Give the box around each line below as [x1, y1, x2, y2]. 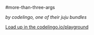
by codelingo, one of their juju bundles [5, 14, 87, 20]
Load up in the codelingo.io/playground [5, 24, 89, 30]
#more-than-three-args [5, 5, 55, 10]
